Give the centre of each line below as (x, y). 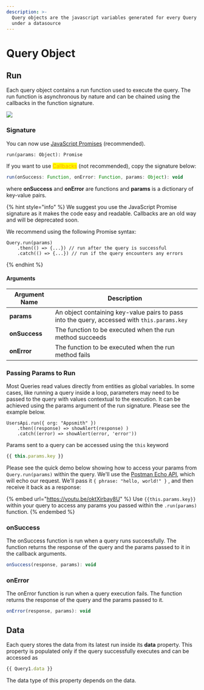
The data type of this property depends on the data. (71, 680)
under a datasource (36, 23)
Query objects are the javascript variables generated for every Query (104, 18)
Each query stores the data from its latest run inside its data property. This (99, 645)
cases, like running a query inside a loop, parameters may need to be (93, 393)
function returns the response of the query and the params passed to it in (98, 547)
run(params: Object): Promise (45, 155)
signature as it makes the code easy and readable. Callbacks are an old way (101, 213)
